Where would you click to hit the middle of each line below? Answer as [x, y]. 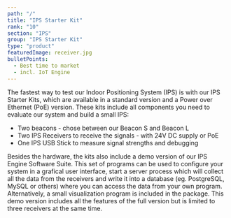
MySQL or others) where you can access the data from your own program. [115, 186]
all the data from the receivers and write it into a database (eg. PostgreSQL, [116, 178]
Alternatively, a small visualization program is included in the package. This [115, 194]
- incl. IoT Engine [42, 72]
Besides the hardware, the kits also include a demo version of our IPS [107, 156]
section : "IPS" [29, 33]
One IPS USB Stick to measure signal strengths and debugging [108, 143]
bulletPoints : [28, 59]
